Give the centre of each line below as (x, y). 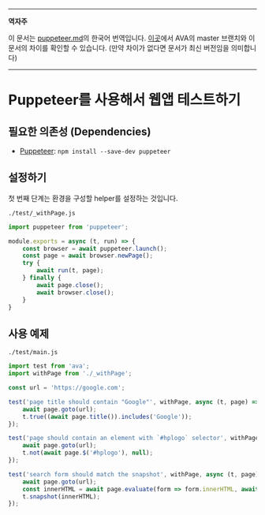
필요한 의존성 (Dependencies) (80, 131)
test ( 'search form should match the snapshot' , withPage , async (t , (123, 474)
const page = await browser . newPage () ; (88, 256)
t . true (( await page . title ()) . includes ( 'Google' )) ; (107, 416)
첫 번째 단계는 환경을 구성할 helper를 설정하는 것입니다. (93, 198)
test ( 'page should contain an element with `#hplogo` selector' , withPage (134, 438)
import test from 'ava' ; (49, 366)
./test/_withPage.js (42, 213)
